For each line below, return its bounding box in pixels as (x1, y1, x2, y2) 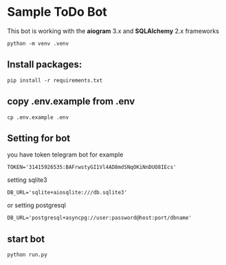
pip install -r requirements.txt (7, 77, 103, 84)
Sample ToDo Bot (7, 4, 108, 20)
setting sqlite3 (7, 176, 47, 184)
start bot (7, 233, 45, 244)
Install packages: (7, 59, 82, 71)
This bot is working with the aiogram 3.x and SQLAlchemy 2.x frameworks (7, 27, 220, 35)
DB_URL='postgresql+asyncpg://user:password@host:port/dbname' (7, 214, 192, 222)
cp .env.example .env (7, 114, 69, 121)
